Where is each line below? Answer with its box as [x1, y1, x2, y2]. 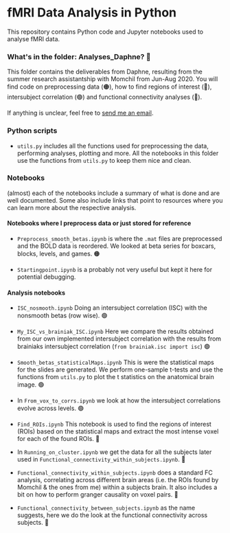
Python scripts [7, 126, 58, 135]
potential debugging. [16, 273, 76, 281]
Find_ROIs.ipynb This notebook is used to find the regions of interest [16, 420, 211, 429]
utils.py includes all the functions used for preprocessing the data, [16, 141, 209, 150]
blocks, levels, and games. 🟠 [16, 249, 100, 258]
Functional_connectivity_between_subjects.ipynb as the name [16, 503, 196, 512]
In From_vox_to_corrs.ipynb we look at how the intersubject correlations [16, 396, 221, 405]
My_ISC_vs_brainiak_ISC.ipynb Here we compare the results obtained [16, 328, 214, 336]
